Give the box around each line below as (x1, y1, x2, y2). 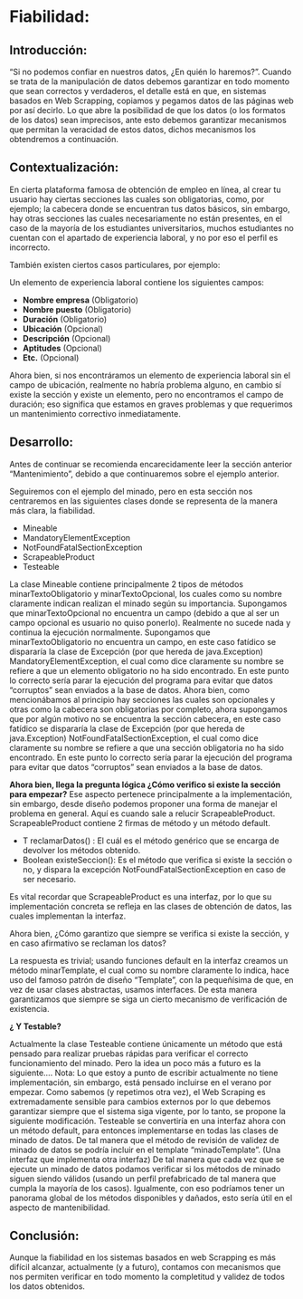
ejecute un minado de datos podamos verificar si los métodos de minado (9, 1163, 281, 1174)
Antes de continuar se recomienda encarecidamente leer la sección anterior (9, 458, 292, 469)
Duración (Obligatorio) (22, 313, 108, 324)
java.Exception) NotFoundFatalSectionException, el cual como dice (9, 732, 260, 744)
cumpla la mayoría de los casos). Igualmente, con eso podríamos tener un (9, 1182, 285, 1193)
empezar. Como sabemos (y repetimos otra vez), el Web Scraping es (9, 1086, 266, 1097)
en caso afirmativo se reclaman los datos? (9, 938, 167, 948)
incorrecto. (9, 242, 51, 253)
